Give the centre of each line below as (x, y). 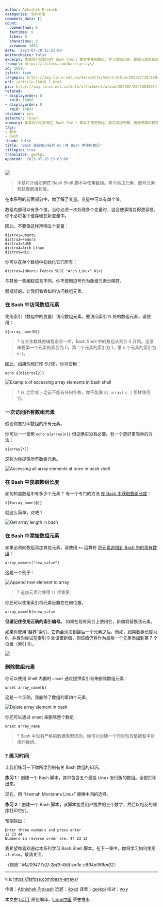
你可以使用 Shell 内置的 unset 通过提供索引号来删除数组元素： (67, 678)
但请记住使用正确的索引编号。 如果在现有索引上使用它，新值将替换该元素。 (80, 621)
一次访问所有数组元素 (30, 412)
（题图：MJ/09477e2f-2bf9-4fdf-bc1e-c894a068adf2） (61, 865)
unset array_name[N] (26, 687)
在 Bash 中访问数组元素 (32, 305)
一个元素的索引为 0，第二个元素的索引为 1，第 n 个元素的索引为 (93, 347)
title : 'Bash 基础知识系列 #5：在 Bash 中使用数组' (54, 146)
